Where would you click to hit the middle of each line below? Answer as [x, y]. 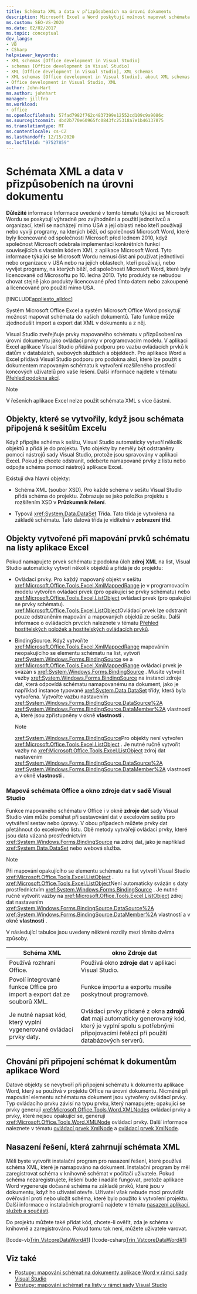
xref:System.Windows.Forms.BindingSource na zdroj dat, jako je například [96, 842]
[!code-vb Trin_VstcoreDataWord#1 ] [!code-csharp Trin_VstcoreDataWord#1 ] [96, 1240]
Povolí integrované [35, 979]
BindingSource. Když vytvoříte [51, 641]
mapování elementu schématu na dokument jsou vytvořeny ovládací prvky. [97, 1097]
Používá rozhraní [32, 963]
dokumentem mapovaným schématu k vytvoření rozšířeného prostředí [91, 365]
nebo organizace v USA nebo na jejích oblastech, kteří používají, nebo [91, 262]
